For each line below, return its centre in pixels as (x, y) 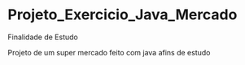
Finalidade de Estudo (43, 37)
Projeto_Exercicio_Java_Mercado (122, 15)
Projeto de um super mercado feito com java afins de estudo (109, 52)
